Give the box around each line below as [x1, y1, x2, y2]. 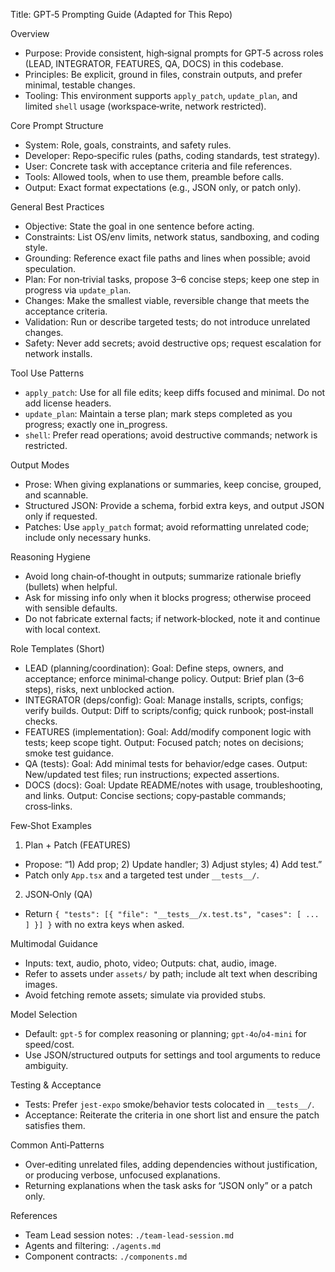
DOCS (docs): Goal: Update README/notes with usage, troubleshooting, [24, 779, 323, 791]
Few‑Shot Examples [10, 820, 92, 831]
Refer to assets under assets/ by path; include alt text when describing [24, 968, 318, 979]
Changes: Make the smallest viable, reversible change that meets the [24, 295, 310, 306]
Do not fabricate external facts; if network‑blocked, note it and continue [24, 613, 321, 624]
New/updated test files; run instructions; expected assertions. [24, 769, 280, 780]
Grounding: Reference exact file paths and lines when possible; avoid [24, 252, 311, 264]
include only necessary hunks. [24, 532, 152, 543]
